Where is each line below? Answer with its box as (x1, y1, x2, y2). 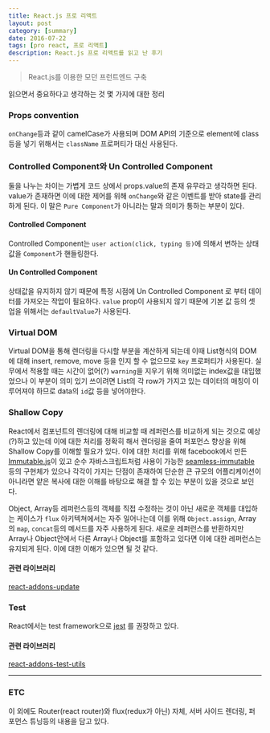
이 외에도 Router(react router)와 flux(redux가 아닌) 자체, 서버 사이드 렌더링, (8, 706, 247, 715)
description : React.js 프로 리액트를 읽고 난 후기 (8, 49, 163, 57)
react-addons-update (8, 581, 80, 591)
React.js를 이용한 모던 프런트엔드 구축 (27, 72, 147, 81)
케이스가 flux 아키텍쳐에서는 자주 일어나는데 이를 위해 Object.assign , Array (16, 513, 257, 523)
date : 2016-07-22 (8, 34, 67, 43)
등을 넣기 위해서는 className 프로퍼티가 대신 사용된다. (8, 139, 178, 149)
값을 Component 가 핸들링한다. (8, 248, 99, 258)
